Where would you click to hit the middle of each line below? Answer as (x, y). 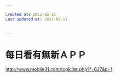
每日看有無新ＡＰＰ (46, 55)
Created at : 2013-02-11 (31, 14)
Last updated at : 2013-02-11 (36, 19)
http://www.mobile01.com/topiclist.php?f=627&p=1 (59, 69)
